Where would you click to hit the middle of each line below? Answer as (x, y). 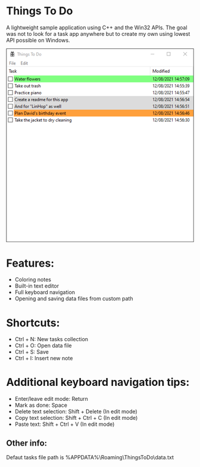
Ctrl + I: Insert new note (44, 358)
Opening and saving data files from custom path (74, 299)
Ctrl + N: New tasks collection (51, 339)
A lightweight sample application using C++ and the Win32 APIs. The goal (97, 27)
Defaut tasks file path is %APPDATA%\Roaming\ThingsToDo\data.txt (90, 457)
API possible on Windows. (38, 40)
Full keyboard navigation (45, 292)
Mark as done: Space (41, 405)
